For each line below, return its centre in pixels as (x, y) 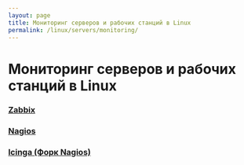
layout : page (29, 15)
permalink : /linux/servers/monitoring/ (73, 30)
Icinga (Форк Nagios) (50, 152)
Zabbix (22, 110)
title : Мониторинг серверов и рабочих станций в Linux (100, 23)
